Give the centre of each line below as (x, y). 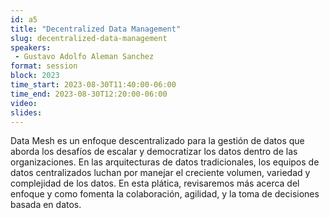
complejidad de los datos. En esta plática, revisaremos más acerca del (155, 183)
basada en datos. (46, 205)
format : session (44, 66)
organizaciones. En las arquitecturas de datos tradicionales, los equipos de (165, 162)
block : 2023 (35, 76)
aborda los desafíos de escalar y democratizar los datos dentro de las (154, 152)
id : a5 (24, 19)
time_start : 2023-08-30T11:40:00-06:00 (93, 85)
